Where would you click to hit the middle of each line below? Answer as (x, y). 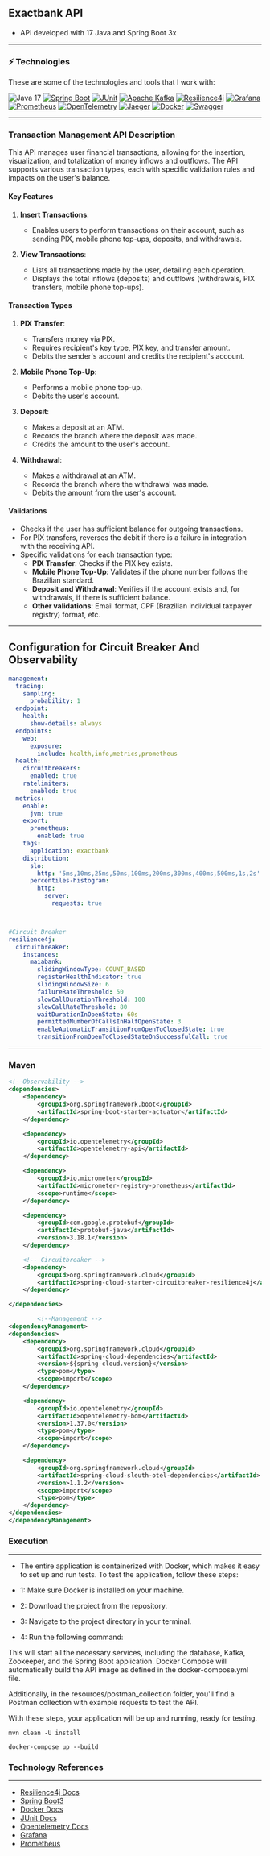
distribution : (46, 858)
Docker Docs (41, 1809)
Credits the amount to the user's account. (101, 444)
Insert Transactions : (55, 214)
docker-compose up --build (53, 1747)
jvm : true (46, 813)
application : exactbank (70, 851)
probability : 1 (55, 701)
